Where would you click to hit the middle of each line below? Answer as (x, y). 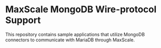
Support (23, 20)
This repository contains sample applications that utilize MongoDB (75, 34)
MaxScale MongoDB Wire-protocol (81, 9)
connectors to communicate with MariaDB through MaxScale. (70, 40)
